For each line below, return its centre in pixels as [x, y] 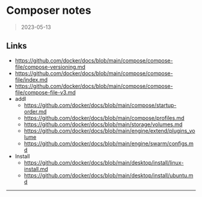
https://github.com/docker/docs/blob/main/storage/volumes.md [103, 124]
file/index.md [31, 79]
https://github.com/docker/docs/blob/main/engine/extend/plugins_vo [109, 130]
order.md [35, 111]
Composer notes [49, 11]
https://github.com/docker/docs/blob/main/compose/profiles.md [104, 118]
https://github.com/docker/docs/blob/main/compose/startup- [100, 105]
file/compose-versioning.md [50, 67]
